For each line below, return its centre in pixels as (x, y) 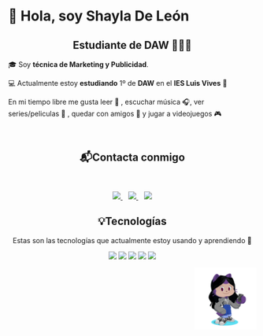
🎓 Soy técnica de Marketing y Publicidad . (78, 65)
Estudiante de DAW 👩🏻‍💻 (132, 45)
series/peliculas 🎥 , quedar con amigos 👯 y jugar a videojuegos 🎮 (115, 114)
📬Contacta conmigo (132, 158)
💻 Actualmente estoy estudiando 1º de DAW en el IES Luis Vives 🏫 (118, 83)
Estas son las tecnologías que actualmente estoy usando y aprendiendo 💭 (132, 240)
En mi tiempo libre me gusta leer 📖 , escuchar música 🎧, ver (106, 102)
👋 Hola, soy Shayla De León (99, 16)
